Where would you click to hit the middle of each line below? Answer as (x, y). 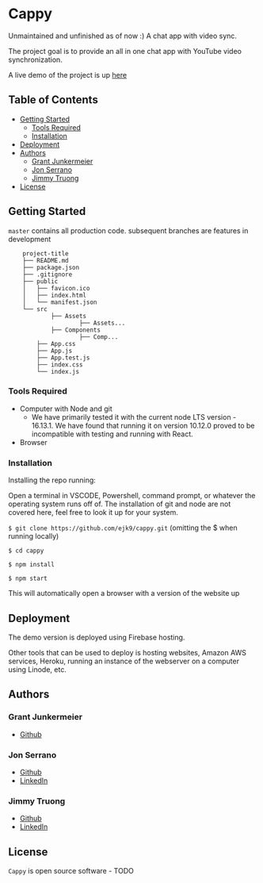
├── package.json (51, 267)
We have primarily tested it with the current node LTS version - (134, 417)
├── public (40, 281)
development (30, 239)
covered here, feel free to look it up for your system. (93, 513)
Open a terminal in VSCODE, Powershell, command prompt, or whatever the (132, 496)
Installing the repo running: (52, 480)
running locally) (34, 536)
